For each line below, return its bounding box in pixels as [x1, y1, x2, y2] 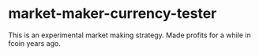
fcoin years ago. [8, 38, 61, 47]
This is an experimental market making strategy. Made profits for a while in [8, 30, 251, 40]
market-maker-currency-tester [8, 5, 217, 23]
